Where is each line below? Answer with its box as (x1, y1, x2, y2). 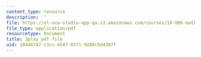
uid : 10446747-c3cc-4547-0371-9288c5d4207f (6, 42, 117, 48)
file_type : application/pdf (6, 25, 77, 31)
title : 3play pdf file (6, 36, 63, 42)
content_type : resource (6, 8, 66, 15)
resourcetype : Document (6, 31, 66, 37)
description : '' (6, 14, 47, 20)
